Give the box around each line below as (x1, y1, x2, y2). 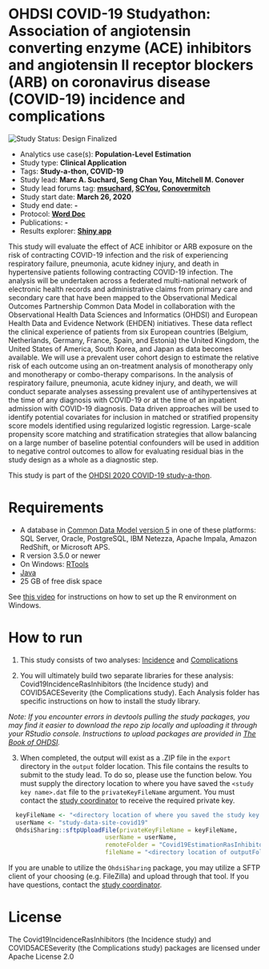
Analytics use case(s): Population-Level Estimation (19, 149, 192, 159)
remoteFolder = (105, 841, 156, 849)
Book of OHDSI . (8, 737, 61, 747)
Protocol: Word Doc (19, 209, 86, 218)
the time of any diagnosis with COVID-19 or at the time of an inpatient (8, 395, 238, 405)
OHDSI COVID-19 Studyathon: (8, 5, 211, 23)
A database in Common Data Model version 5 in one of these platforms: (19, 525, 256, 535)
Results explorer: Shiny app (19, 226, 112, 235)
